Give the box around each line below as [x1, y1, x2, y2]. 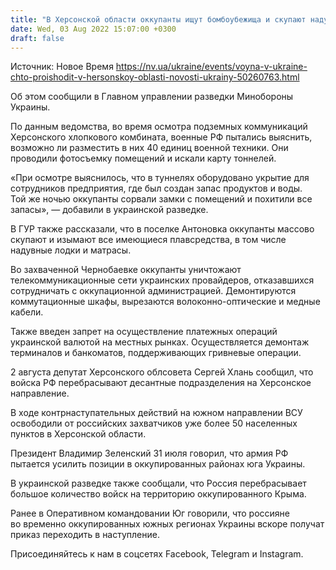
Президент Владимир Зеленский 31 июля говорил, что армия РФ [10, 447, 289, 460]
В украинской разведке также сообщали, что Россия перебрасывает [10, 477, 307, 490]
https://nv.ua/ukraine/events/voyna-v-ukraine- [115, 61, 308, 73]
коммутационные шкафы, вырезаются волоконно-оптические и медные [10, 296, 321, 308]
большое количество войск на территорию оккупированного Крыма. [10, 488, 307, 500]
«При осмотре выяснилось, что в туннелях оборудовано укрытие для [10, 172, 310, 184]
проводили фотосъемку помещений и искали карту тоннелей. [10, 152, 277, 165]
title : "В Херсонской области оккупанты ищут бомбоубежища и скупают [10, 14, 307, 25]
